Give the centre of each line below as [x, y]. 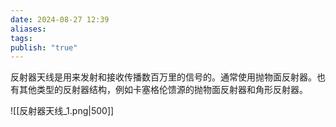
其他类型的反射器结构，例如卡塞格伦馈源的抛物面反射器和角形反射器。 [163, 90]
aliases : [28, 29]
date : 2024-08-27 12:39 [60, 19]
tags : [21, 38]
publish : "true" [44, 47]
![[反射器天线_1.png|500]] [62, 111]
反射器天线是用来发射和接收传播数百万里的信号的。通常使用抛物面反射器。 [163, 77]
